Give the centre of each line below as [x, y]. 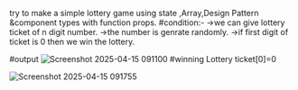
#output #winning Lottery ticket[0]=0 [143, 59]
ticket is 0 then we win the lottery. [72, 41]
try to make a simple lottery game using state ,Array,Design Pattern [134, 13]
